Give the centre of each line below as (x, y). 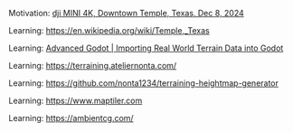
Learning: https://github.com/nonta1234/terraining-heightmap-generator (144, 83)
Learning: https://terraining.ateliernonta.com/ (93, 66)
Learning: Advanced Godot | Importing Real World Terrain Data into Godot (146, 48)
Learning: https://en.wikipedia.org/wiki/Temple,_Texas (109, 30)
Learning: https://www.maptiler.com (76, 100)
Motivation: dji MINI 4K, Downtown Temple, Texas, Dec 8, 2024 (127, 13)
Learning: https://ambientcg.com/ (71, 118)
